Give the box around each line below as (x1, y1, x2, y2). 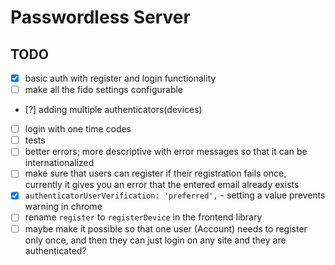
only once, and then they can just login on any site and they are (24, 234, 287, 246)
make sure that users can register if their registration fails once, (24, 167, 287, 180)
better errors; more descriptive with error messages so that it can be (24, 146, 308, 158)
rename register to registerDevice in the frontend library (24, 211, 263, 223)
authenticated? (24, 244, 87, 256)
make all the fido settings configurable (24, 84, 184, 96)
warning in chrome (24, 201, 103, 213)
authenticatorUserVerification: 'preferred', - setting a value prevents (24, 189, 326, 201)
